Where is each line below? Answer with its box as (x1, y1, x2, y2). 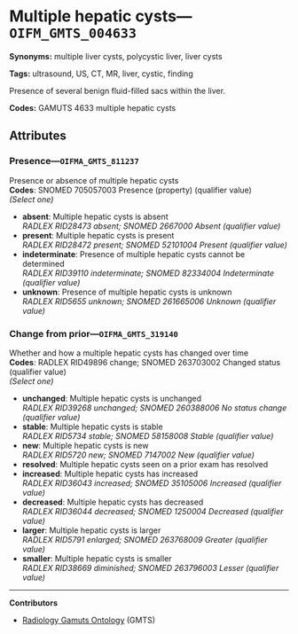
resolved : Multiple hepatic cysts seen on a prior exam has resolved (21, 458, 269, 469)
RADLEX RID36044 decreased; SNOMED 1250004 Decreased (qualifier (21, 505, 284, 516)
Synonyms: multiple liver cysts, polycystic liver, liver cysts (9, 51, 223, 61)
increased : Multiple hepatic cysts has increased (21, 468, 199, 479)
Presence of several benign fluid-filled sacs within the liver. (9, 85, 226, 96)
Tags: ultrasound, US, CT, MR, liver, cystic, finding (9, 68, 193, 79)
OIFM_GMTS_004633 (9, 25, 137, 42)
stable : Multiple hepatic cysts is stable (21, 421, 163, 432)
